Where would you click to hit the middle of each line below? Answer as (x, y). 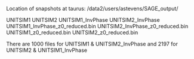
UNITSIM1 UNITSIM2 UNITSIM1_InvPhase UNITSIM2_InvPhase (83, 20)
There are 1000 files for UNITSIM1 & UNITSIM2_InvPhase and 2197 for (92, 44)
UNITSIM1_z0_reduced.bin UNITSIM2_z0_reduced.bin (72, 32)
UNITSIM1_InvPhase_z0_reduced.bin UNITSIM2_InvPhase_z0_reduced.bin (97, 26)
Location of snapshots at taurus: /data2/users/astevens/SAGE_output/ (92, 9)
